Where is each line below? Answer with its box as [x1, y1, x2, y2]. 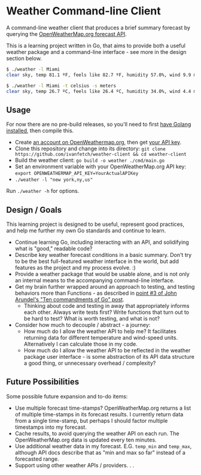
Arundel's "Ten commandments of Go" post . [14, 296, 124, 303]
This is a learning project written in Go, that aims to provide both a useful [6, 42, 185, 49]
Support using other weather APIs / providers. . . [14, 461, 135, 468]
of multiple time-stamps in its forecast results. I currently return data [14, 410, 184, 417]
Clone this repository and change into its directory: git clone [14, 145, 166, 152]
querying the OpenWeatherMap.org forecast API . [6, 30, 127, 37]
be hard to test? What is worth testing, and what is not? [23, 315, 160, 322]
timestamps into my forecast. [14, 423, 87, 431]
